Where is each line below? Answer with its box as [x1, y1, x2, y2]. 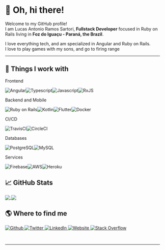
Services [5, 154, 23, 160]
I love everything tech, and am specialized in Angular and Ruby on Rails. [5, 40, 151, 46]
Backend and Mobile [5, 97, 47, 103]
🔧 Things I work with [5, 65, 69, 73]
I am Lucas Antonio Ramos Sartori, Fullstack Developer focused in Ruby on [5, 26, 158, 31]
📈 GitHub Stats [5, 179, 53, 187]
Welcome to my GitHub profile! [5, 21, 67, 27]
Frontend [5, 78, 24, 84]
